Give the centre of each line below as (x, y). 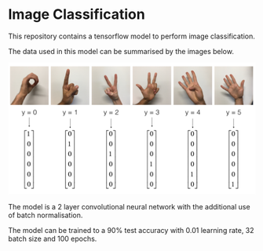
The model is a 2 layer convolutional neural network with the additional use (129, 206)
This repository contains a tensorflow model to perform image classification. (131, 36)
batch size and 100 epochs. (53, 238)
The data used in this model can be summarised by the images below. (121, 51)
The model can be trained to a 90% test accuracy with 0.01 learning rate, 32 (131, 230)
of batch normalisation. (46, 215)
